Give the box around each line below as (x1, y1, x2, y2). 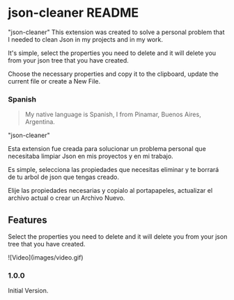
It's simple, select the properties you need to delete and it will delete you (8, 49, 217, 57)
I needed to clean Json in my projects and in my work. (8, 35, 163, 43)
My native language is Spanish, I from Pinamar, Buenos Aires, (24, 110, 201, 119)
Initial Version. (8, 287, 49, 295)
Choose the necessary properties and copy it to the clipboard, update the (8, 70, 219, 78)
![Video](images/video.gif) (8, 253, 84, 262)
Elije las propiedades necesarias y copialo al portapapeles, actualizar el (8, 187, 213, 195)
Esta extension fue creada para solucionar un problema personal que (8, 145, 206, 153)
